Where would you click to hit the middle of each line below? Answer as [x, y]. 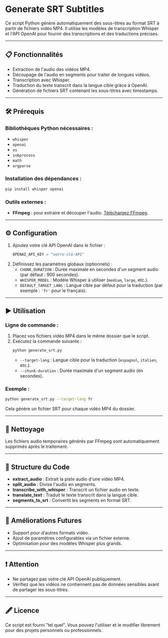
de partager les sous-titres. [40, 589]
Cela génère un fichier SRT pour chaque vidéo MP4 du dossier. [70, 409]
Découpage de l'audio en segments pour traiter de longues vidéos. [81, 74]
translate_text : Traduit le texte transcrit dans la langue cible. [75, 495]
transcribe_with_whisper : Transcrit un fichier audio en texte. [76, 489]
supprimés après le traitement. [37, 446]
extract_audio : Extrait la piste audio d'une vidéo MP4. [68, 479]
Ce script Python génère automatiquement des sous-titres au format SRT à [82, 23]
